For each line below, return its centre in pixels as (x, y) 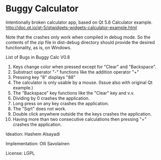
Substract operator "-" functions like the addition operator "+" (76, 72)
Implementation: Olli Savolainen (38, 143)
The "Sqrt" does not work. (40, 109)
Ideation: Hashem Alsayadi (33, 134)
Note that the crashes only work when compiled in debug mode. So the (78, 37)
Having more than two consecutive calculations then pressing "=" (80, 119)
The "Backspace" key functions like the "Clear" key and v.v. (74, 93)
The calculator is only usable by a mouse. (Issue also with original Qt (82, 82)
